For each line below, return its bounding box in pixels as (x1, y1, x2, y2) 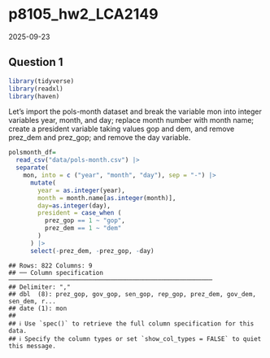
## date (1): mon (8, 304, 67, 312)
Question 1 (8, 55, 63, 69)
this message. (8, 342, 57, 350)
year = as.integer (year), (37, 186, 126, 194)
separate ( (15, 164, 49, 172)
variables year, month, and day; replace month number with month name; (8, 116, 255, 125)
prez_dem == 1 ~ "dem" (44, 225, 122, 233)
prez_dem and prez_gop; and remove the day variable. (8, 133, 191, 142)
